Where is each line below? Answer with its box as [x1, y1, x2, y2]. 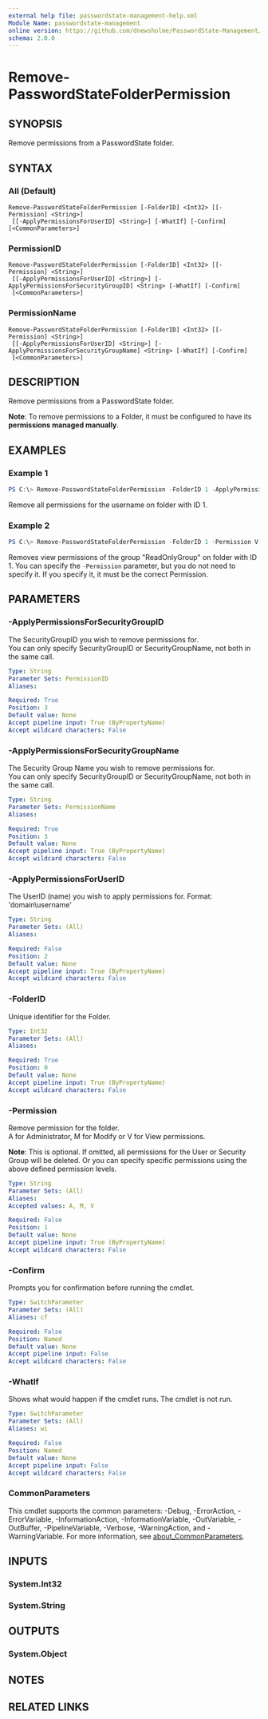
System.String [8, 1599, 66, 1610]
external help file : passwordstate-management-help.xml [8, 11, 198, 20]
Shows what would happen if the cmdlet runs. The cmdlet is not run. [8, 1395, 233, 1404]
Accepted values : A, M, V [8, 1201, 94, 1210]
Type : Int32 [8, 1027, 48, 1035]
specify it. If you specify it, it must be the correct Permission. [8, 570, 209, 579]
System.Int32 [8, 1578, 62, 1590]
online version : [8, 26, 62, 34]
